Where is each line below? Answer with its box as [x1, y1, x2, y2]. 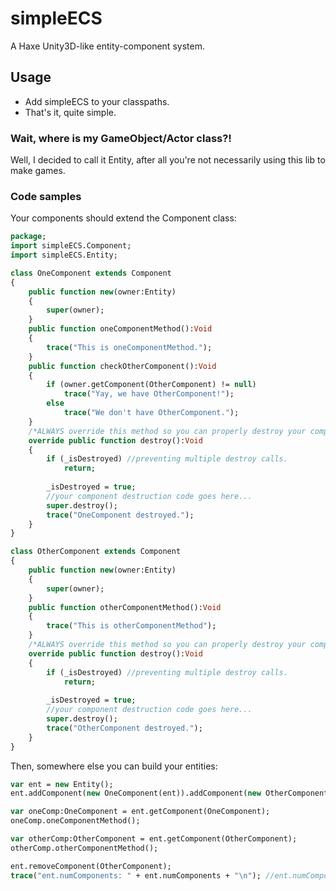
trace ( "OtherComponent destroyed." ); [46, 723, 203, 733]
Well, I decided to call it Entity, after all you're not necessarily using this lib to [10, 154, 326, 166]
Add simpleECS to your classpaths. [24, 95, 170, 107]
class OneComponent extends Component [10, 268, 172, 278]
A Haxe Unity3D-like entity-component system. [10, 40, 205, 52]
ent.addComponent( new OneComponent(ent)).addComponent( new [10, 788, 262, 799]
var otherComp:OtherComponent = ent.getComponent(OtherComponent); [10, 834, 298, 844]
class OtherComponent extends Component [10, 547, 182, 557]
